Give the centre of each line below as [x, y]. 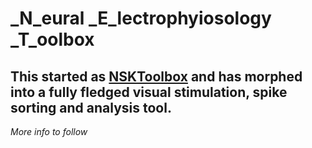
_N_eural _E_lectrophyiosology [141, 18]
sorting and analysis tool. [91, 107]
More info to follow [49, 131]
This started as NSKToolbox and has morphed [156, 76]
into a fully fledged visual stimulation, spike [149, 92]
